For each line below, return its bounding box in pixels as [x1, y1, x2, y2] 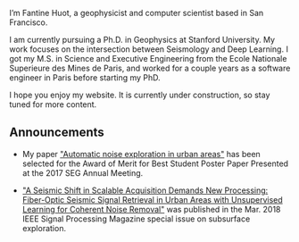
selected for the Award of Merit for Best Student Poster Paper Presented [21, 158, 288, 169]
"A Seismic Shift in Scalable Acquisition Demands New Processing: [21, 185, 269, 196]
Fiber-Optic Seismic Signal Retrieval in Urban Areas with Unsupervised [21, 194, 283, 204]
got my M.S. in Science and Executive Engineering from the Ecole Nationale [9, 54, 287, 63]
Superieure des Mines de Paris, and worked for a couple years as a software [9, 63, 291, 73]
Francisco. [9, 17, 48, 28]
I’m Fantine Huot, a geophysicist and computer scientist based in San [9, 8, 264, 18]
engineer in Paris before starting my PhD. [9, 72, 161, 83]
